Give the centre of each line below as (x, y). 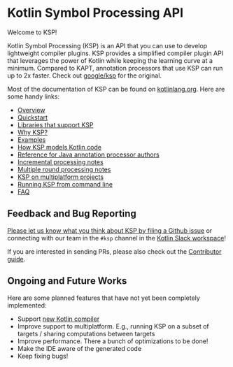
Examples (31, 139)
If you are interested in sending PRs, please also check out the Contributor (114, 251)
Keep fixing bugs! (43, 356)
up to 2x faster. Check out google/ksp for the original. (85, 75)
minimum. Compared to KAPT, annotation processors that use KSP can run (115, 68)
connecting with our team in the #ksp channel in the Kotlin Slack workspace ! (116, 238)
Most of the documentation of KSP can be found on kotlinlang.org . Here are (116, 89)
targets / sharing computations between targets (86, 333)
